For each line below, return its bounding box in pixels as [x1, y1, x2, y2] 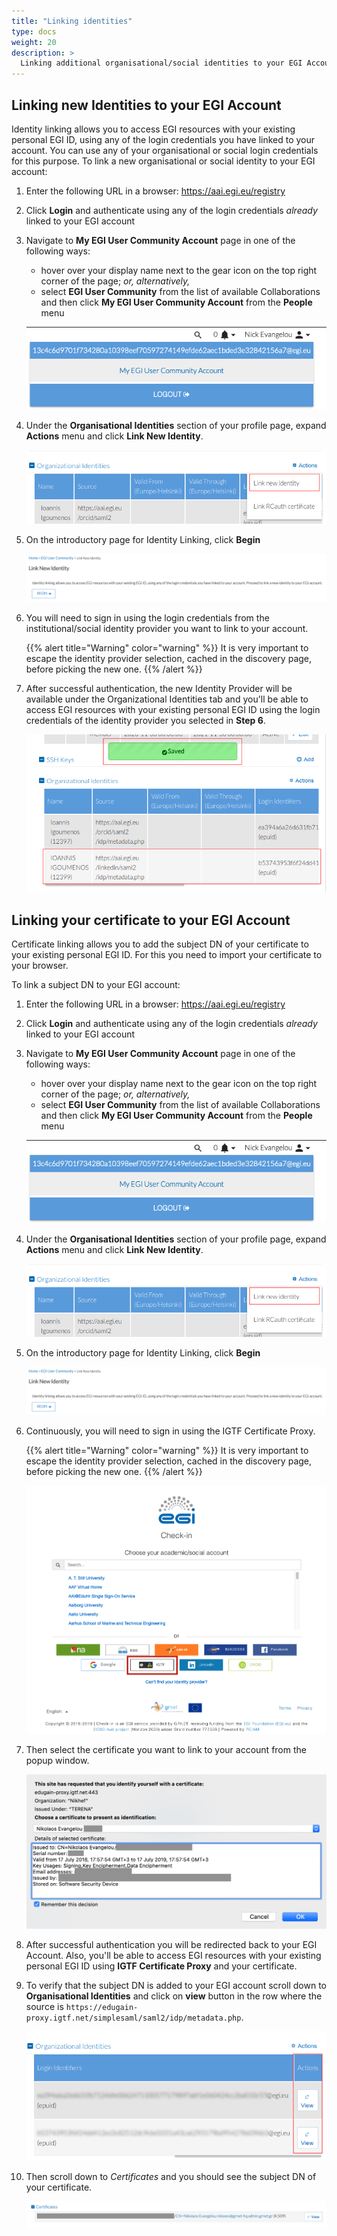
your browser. [11, 960, 69, 972]
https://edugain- [65, 2003, 139, 2013]
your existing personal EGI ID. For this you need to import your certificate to [11, 949, 323, 961]
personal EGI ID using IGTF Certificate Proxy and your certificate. [25, 1960, 298, 1972]
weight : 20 [11, 37, 57, 47]
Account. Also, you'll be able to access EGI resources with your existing [25, 1950, 322, 1962]
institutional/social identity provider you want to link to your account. [25, 622, 309, 634]
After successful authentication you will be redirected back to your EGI [25, 1939, 318, 1951]
